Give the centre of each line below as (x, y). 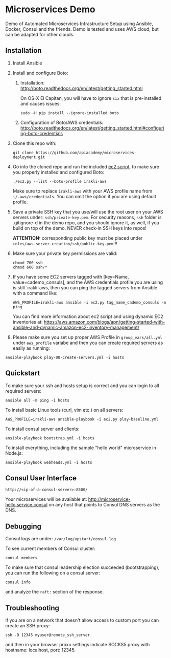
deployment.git (29, 157)
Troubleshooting (32, 608)
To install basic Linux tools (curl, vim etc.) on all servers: (64, 410)
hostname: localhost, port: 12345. (40, 650)
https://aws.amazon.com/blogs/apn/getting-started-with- (104, 322)
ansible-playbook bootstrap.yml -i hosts (50, 438)
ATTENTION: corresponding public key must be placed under (78, 238)
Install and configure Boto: (40, 73)
